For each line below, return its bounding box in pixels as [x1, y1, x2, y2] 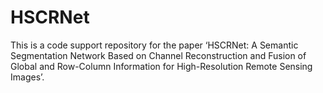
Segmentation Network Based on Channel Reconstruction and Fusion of [10, 49, 307, 61]
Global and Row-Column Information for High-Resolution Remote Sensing [10, 60, 313, 72]
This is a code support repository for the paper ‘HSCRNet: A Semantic [10, 39, 299, 51]
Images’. [10, 71, 45, 83]
